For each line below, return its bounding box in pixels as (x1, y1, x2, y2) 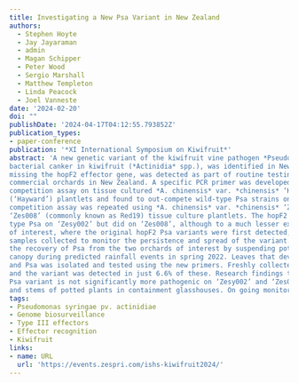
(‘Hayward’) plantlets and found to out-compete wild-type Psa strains (9, 195, 279, 204)
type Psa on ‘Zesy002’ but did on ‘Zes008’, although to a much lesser (9, 219, 279, 228)
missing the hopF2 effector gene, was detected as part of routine (9, 170, 264, 179)
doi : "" (9, 112, 38, 121)
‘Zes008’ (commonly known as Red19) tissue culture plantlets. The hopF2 (9, 211, 288, 220)
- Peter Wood (17, 63, 66, 72)
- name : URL (9, 352, 53, 361)
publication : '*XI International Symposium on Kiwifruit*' (9, 145, 232, 154)
